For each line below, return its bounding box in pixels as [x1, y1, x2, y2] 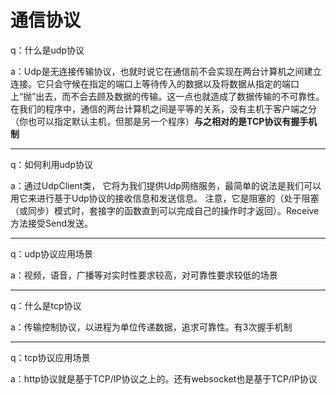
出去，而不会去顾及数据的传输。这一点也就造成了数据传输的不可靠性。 [35, 90, 325, 102]
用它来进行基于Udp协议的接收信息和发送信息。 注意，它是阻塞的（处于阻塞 [10, 192, 320, 204]
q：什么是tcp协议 [10, 299, 82, 311]
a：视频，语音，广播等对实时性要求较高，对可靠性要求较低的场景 [10, 269, 278, 281]
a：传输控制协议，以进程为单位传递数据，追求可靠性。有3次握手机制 [10, 321, 293, 333]
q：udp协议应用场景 [10, 247, 93, 260]
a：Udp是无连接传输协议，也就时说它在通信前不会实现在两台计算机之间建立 [10, 65, 322, 77]
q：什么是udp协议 [10, 44, 85, 56]
